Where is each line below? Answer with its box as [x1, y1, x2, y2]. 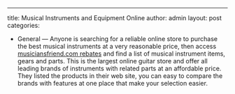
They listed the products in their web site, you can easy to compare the [17, 72, 223, 80]
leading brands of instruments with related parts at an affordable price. [17, 64, 222, 72]
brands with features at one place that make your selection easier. [17, 79, 208, 87]
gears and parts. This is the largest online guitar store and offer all [17, 57, 208, 65]
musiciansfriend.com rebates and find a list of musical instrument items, [17, 49, 226, 58]
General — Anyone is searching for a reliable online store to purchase [17, 35, 218, 42]
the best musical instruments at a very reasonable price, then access [17, 42, 217, 50]
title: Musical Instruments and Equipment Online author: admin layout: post [7, 14, 222, 22]
